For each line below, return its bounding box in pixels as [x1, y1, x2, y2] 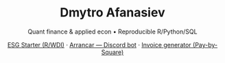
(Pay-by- [192, 40, 218, 49]
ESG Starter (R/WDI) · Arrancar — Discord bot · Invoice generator [7, 40, 191, 49]
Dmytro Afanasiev [60, 5, 165, 21]
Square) [101, 48, 124, 56]
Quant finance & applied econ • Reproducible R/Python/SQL [27, 27, 198, 36]
